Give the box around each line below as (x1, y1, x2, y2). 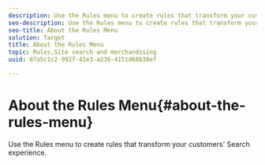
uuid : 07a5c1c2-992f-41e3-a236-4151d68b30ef (8, 56, 157, 64)
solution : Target (8, 33, 65, 42)
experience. (8, 148, 47, 157)
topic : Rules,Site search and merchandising (8, 48, 157, 56)
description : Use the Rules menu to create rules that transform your (8, 11, 245, 20)
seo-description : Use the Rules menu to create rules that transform (8, 19, 242, 27)
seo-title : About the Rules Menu (8, 26, 118, 34)
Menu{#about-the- (118, 96, 246, 114)
